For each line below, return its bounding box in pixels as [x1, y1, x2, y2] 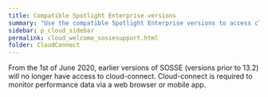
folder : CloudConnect [8, 41, 81, 49]
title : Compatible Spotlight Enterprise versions [8, 11, 177, 20]
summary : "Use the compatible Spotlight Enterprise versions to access [8, 19, 251, 27]
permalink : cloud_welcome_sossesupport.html [8, 33, 159, 42]
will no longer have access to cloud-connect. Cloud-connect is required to [8, 72, 253, 81]
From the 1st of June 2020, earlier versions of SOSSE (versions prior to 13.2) [8, 63, 259, 72]
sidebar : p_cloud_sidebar [8, 26, 94, 34]
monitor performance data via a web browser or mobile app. [8, 80, 207, 90]
